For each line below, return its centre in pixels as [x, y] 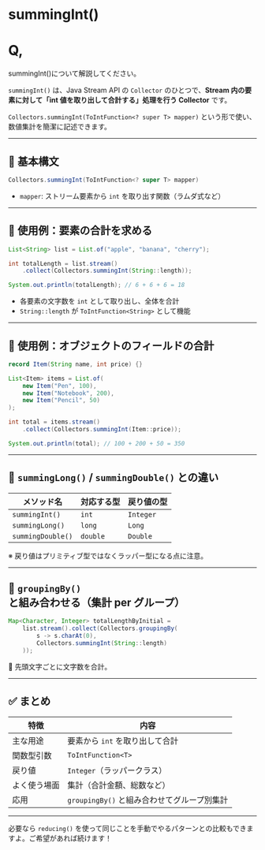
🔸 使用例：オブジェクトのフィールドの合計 [111, 346]
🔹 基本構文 [34, 161]
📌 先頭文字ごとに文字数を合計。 [60, 666]
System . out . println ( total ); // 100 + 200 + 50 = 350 [97, 443]
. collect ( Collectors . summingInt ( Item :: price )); [102, 430]
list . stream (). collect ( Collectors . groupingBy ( [100, 628]
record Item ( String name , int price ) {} [76, 364]
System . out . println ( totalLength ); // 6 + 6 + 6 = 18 [97, 285]
